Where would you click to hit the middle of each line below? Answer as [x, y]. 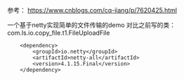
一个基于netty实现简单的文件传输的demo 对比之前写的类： [92, 25]
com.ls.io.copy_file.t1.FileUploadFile [59, 33]
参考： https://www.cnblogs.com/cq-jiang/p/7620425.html [92, 10]
